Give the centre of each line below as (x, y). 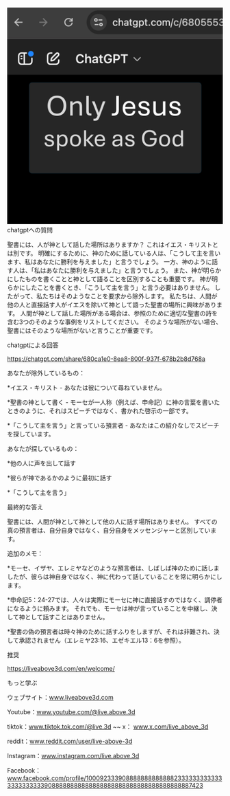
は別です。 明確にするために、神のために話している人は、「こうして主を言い (114, 253)
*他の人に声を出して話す (42, 463)
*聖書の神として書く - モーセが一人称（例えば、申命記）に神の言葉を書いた (114, 402)
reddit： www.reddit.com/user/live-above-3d (70, 741)
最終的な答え (25, 507)
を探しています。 (31, 434)
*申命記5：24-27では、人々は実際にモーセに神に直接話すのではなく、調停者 (115, 600)
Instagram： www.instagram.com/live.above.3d (73, 756)
